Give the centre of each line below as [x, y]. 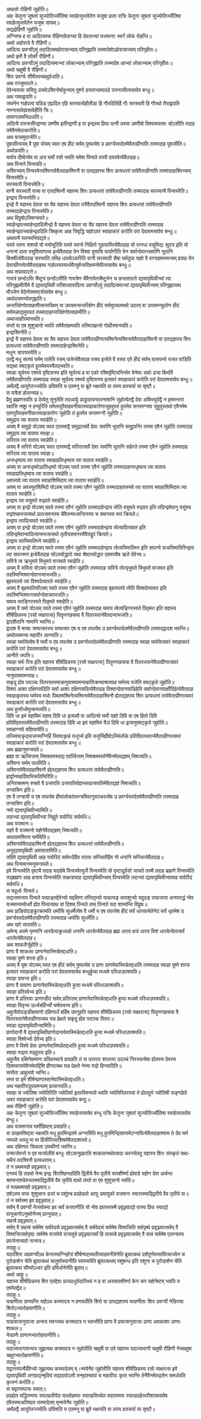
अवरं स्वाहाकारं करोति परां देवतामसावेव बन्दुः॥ [48, 1100]
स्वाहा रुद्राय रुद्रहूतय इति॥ [31, 1052]
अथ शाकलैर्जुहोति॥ [24, 945]
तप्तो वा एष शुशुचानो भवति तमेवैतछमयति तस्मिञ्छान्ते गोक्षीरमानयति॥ [69, 325]
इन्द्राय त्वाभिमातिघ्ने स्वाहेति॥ [33, 541]
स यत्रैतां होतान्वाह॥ [25, 393]
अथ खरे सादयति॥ [23, 925]
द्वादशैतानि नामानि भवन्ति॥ [31, 622]
